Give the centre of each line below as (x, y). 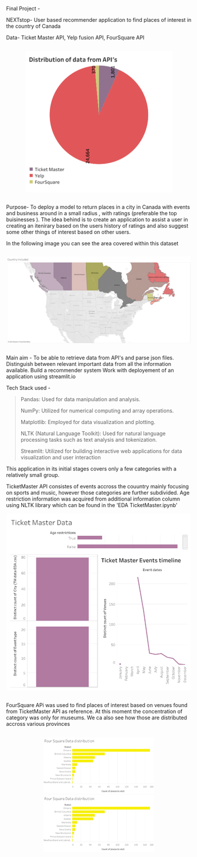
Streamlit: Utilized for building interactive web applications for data (101, 451)
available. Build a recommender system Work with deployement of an (90, 371)
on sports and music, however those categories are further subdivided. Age (98, 493)
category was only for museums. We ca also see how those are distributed (96, 718)
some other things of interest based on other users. (69, 232)
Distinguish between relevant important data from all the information (89, 364)
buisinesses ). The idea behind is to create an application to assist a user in (97, 219)
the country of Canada (33, 26)
